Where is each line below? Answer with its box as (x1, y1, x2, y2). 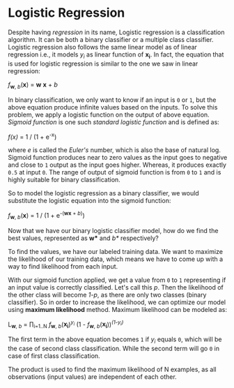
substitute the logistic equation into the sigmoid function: (8, 197, 171, 205)
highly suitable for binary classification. (8, 176, 120, 184)
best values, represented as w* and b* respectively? (8, 234, 159, 242)
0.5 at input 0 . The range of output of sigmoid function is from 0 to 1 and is (8, 168, 221, 177)
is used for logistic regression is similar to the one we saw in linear (8, 59, 198, 68)
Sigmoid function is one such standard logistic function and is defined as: (8, 117, 220, 126)
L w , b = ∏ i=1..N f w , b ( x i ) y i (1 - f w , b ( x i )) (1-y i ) (8, 319, 124, 330)
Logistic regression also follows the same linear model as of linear (8, 43, 198, 51)
